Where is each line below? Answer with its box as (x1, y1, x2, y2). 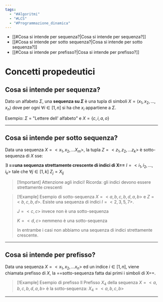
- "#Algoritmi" (9, 12, 40, 16)
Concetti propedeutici (5, 66, 96, 78)
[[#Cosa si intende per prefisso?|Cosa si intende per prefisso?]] (12, 49, 140, 55)
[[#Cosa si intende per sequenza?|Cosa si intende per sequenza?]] (12, 34, 147, 40)
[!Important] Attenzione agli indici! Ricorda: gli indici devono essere (16, 179, 151, 185)
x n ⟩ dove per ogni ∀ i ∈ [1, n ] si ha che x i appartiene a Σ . (5, 105, 116, 111)
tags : (5, 7, 16, 12)
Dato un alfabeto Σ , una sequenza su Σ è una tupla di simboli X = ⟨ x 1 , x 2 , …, (5, 98, 156, 106)
